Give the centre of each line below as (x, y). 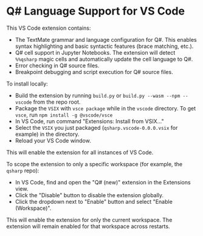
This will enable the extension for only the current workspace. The (89, 220)
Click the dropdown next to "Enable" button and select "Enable (94, 201)
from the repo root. (57, 102)
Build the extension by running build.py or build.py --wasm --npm (98, 95)
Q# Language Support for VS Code (96, 11)
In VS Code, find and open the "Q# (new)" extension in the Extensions (103, 182)
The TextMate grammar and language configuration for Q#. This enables (106, 39)
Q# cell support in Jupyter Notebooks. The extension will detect (95, 52)
